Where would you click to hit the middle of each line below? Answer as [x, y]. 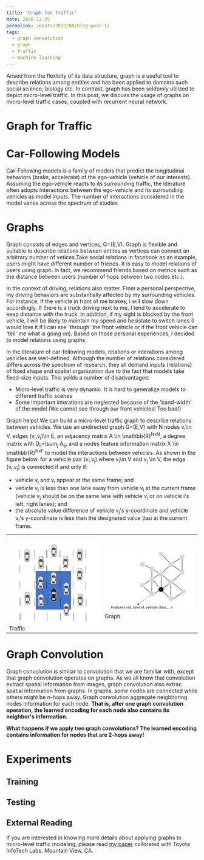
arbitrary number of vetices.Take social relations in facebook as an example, [102, 257]
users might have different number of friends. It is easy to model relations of [102, 264]
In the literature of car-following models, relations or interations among [95, 352]
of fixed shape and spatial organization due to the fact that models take [96, 371]
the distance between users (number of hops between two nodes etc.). [95, 276]
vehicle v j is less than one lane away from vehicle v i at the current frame [105, 489]
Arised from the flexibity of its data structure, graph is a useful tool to [93, 75]
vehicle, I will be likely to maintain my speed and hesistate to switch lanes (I [100, 320]
